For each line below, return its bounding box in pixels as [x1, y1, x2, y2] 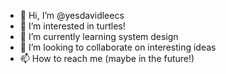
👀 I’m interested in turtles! [19, 20, 126, 32]
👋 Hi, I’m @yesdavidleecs [19, 10, 125, 21]
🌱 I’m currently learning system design [19, 31, 179, 42]
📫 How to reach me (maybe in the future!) [19, 53, 195, 64]
